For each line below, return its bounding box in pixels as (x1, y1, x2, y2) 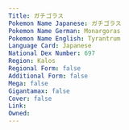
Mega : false (8, 79, 48, 87)
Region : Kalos (8, 57, 56, 65)
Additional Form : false (8, 72, 89, 80)
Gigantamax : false (8, 86, 70, 95)
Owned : (8, 110, 31, 118)
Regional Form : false (8, 65, 81, 73)
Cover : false (8, 94, 52, 103)
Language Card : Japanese (8, 42, 92, 50)
